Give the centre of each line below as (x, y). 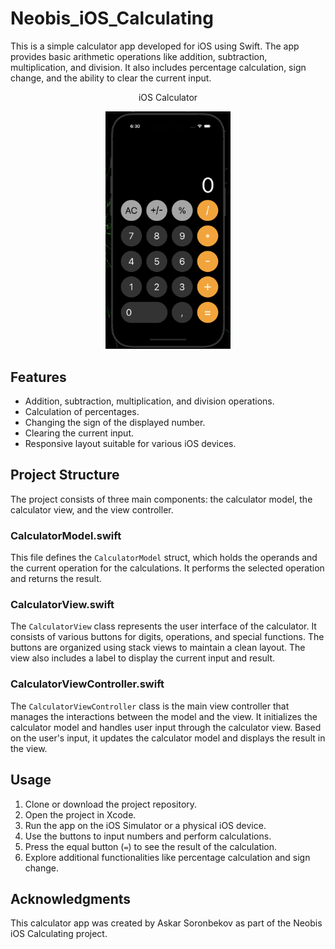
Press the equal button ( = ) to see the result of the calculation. (151, 846)
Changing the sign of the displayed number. (115, 423)
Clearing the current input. (79, 433)
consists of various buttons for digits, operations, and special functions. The (167, 637)
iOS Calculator (168, 97)
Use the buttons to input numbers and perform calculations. (148, 836)
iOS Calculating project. (59, 934)
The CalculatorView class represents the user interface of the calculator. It (163, 626)
